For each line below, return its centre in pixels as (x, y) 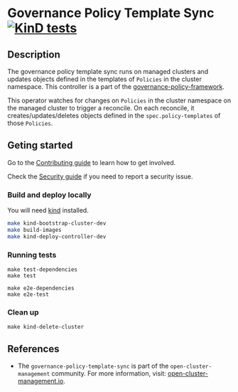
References (33, 349)
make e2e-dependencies (41, 288)
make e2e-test (28, 295)
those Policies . (30, 123)
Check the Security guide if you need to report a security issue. (100, 176)
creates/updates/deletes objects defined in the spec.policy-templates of (114, 116)
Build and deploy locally (49, 195)
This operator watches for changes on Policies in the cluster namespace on (119, 100)
